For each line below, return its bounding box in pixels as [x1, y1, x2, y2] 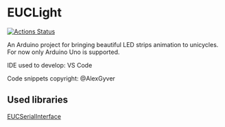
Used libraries [7, 94, 69, 106]
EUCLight [7, 5, 62, 20]
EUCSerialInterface [7, 112, 62, 120]
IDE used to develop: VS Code [7, 61, 93, 69]
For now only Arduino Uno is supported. [7, 48, 120, 56]
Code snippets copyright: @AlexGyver [7, 74, 115, 83]
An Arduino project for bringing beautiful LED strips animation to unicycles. [7, 40, 219, 48]
